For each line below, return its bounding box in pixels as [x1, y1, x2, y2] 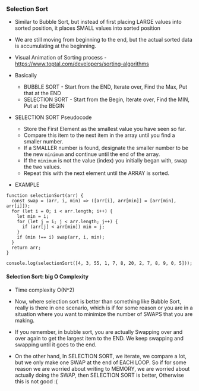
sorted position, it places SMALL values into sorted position [14, 24, 160, 32]
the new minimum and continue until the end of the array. [23, 151, 160, 158]
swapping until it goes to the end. [14, 341, 97, 348]
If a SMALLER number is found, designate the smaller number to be [23, 145, 189, 152]
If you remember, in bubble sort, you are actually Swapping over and [14, 328, 183, 335]
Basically [14, 72, 37, 79]
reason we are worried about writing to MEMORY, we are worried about [14, 365, 190, 372]
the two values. [23, 163, 61, 171]
